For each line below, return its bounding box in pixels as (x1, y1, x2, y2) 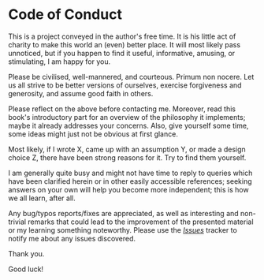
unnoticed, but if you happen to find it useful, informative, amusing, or (8, 48, 236, 58)
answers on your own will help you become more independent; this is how (8, 185, 250, 194)
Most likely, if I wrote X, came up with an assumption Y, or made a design (8, 144, 246, 154)
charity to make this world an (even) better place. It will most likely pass (8, 39, 241, 49)
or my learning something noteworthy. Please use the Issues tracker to (8, 225, 238, 234)
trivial (8, 217, 26, 226)
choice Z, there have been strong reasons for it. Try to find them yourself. (8, 152, 247, 162)
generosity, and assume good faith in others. (8, 88, 154, 98)
